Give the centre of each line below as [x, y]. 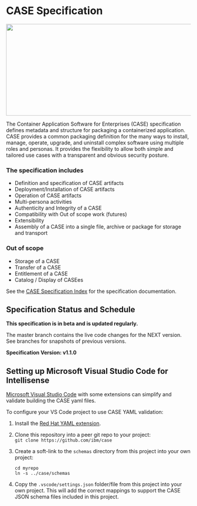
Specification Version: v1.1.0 [42, 353]
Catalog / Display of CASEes [49, 279]
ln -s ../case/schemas [42, 474]
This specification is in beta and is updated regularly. [72, 323]
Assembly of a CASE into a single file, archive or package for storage [98, 227]
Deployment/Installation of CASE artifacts [64, 190]
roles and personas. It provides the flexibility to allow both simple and [90, 149]
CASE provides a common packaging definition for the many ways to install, [98, 136]
